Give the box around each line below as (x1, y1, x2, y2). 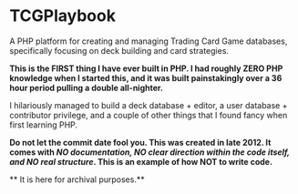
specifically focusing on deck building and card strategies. (9, 45, 230, 56)
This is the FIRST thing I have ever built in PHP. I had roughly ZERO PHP (9, 63, 283, 74)
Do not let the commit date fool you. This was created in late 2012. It (9, 137, 272, 148)
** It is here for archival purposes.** (9, 174, 145, 185)
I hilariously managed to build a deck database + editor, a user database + (9, 99, 288, 110)
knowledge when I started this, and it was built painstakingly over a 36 (9, 72, 283, 83)
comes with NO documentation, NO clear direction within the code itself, (9, 147, 290, 158)
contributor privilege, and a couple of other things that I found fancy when (9, 109, 288, 120)
